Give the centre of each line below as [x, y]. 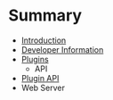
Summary [45, 16]
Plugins [35, 59]
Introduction [44, 40]
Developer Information [62, 49]
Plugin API [40, 78]
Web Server [43, 87]
